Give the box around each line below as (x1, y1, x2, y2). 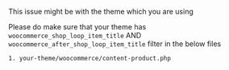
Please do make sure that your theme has (8, 22, 147, 31)
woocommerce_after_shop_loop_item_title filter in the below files (8, 39, 222, 49)
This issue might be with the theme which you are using (8, 7, 194, 16)
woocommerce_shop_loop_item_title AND (8, 31, 142, 40)
